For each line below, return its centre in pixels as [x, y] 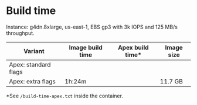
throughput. [20, 33]
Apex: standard [30, 64]
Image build [86, 47]
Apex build [133, 47]
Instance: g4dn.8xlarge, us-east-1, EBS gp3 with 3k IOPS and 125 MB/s [92, 27]
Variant [34, 51]
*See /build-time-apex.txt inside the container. [64, 96]
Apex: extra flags [32, 81]
